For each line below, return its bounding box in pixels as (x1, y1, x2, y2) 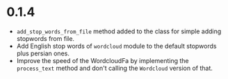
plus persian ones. (16, 49, 70, 58)
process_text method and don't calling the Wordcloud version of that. (16, 64, 213, 72)
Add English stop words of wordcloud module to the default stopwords (16, 42, 217, 50)
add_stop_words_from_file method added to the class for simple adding (16, 27, 222, 35)
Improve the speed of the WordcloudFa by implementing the (16, 56, 189, 64)
